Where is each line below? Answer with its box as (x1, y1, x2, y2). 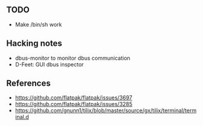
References (6, 78, 51, 89)
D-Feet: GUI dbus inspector (15, 60, 84, 68)
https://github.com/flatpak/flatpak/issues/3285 (15, 101, 133, 108)
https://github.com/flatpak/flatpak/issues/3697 (15, 94, 133, 101)
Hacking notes (6, 39, 62, 49)
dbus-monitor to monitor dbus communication (15, 54, 130, 61)
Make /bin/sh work (15, 20, 62, 28)
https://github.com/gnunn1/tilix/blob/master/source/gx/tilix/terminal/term (15, 107, 197, 114)
